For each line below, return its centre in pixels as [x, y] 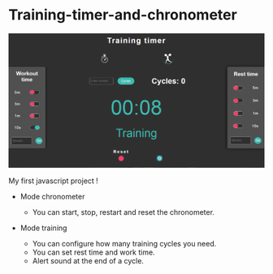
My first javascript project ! [54, 181]
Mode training [43, 228]
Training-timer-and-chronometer [123, 15]
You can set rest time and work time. [94, 252]
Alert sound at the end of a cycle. [88, 261]
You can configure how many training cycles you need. [124, 244]
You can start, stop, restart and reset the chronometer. [123, 212]
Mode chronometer [52, 197]
